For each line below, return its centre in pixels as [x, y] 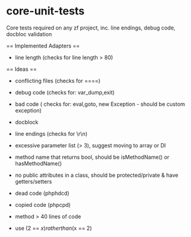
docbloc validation [29, 34]
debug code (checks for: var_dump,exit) [65, 92]
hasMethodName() [38, 163]
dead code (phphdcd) [42, 193]
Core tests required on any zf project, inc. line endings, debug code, [91, 28]
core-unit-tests [45, 11]
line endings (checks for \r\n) [51, 134]
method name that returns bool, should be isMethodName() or [92, 157]
